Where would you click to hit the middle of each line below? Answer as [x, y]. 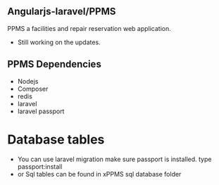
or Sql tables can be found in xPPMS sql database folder [99, 174]
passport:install [40, 166]
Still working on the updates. [59, 42]
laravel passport [41, 111]
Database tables [56, 139]
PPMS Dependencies [55, 64]
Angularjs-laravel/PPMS [62, 12]
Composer [33, 89]
